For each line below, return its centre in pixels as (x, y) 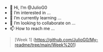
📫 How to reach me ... (32, 28)
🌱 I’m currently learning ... (35, 18)
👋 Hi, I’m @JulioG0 (28, 8)
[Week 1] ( (25, 40)
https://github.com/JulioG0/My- (67, 40)
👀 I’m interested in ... (30, 13)
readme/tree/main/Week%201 (44, 45)
